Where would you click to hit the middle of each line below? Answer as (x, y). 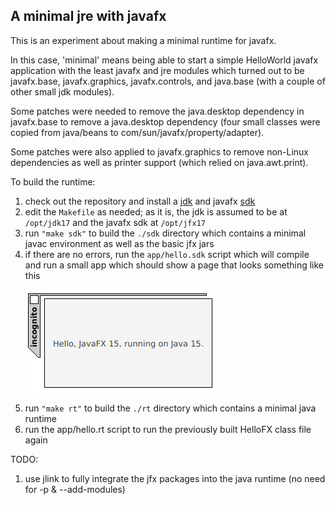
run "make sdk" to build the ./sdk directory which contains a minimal (165, 233)
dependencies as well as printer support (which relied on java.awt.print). (159, 162)
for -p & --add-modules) (75, 489)
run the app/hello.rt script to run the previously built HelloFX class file (168, 429)
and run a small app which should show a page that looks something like (174, 265)
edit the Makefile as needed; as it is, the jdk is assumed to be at (156, 211)
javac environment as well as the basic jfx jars (119, 243)
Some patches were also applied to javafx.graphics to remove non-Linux (160, 151)
